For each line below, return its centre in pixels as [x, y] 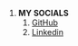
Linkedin [47, 32]
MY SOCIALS [44, 13]
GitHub [45, 23]
